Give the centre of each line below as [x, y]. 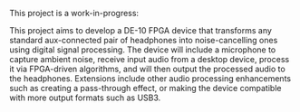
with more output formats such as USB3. [85, 98]
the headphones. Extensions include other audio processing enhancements [150, 79]
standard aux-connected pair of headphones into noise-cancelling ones [144, 40]
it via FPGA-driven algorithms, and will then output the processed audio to [147, 69]
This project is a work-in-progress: [74, 13]
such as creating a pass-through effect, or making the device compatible [145, 88]
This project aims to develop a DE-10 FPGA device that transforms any [140, 30]
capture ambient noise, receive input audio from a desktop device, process [150, 59]
